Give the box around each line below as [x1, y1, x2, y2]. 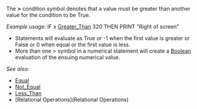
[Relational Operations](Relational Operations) [14, 96, 129, 103]
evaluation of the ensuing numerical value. [14, 54, 120, 60]
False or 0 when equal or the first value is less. [14, 41, 130, 48]
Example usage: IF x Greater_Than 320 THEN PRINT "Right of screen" [6, 23, 180, 30]
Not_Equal [14, 83, 41, 90]
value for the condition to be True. [6, 11, 91, 19]
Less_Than [14, 90, 42, 96]
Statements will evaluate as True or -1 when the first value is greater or [14, 35, 190, 41]
